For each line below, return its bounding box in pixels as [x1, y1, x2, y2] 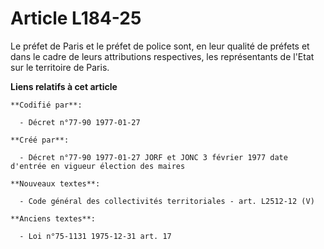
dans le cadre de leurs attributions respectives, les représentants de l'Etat [10, 50, 315, 62]
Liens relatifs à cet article [10, 80, 118, 92]
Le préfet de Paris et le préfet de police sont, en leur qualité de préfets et [10, 40, 310, 52]
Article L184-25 [10, 7, 142, 30]
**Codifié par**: [10, 100, 83, 110]
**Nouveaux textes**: [10, 178, 101, 189]
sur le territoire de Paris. [10, 61, 110, 73]
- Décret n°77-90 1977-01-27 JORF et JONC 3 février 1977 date [19, 152, 288, 162]
